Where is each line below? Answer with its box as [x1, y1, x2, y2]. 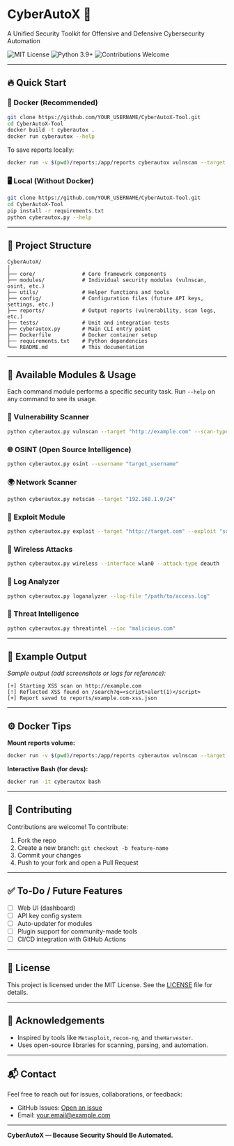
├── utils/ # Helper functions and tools [7, 288, 170, 295]
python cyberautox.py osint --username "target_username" [7, 460, 179, 467]
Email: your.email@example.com [17, 1111, 111, 1120]
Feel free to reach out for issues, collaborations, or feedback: [7, 1090, 183, 1099]
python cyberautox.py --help [7, 214, 92, 221]
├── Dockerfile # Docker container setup [7, 331, 157, 339]
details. [7, 988, 29, 996]
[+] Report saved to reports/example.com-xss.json [7, 695, 157, 702]
